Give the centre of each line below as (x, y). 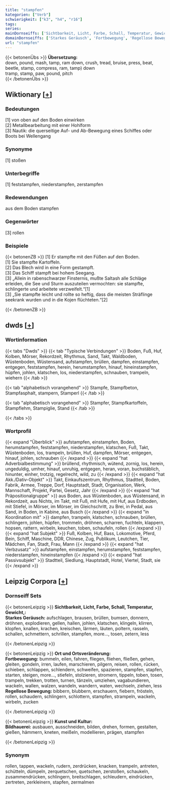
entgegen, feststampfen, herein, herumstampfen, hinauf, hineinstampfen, (81, 367)
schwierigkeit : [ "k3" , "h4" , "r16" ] (44, 19)
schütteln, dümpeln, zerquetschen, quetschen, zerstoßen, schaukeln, (77, 771)
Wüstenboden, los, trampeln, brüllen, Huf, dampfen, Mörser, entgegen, (79, 453)
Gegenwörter (22, 222)
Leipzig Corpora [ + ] (37, 581)
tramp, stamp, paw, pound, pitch (39, 73)
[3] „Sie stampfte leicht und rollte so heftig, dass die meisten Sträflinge (79, 294)
